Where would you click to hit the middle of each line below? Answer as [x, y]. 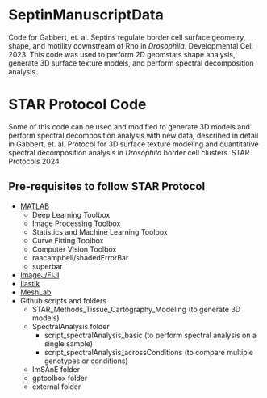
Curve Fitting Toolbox [68, 240]
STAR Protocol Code [77, 105]
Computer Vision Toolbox [74, 249]
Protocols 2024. [35, 161]
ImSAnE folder [56, 369]
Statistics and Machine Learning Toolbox [100, 231]
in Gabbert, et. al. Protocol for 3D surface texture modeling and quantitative [134, 144]
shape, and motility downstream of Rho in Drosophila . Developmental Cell [131, 45]
